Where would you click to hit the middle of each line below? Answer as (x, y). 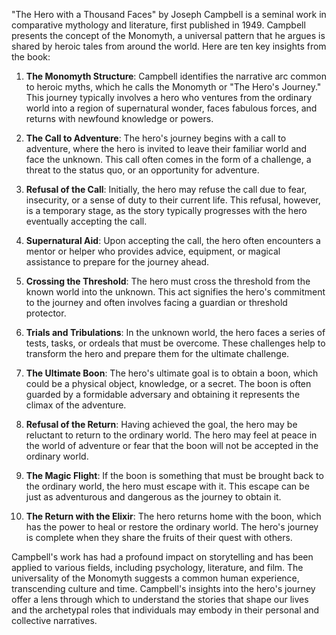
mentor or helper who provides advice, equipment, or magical (153, 251)
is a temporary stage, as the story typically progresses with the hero (166, 210)
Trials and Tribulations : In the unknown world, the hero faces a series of (175, 332)
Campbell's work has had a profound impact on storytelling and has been (162, 557)
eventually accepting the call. (86, 221)
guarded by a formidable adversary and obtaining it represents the (163, 394)
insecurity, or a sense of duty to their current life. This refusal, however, (173, 200)
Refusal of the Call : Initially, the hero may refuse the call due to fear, (166, 189)
